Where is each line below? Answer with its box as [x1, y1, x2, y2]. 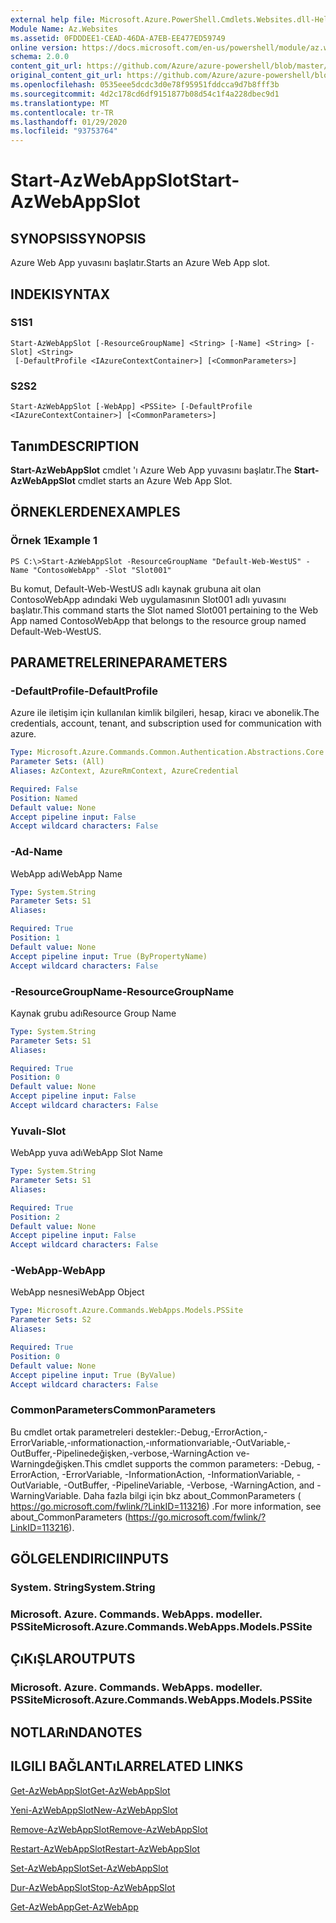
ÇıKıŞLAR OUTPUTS [10, 1651, 136, 1668]
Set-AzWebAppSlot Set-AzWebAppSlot [10, 1862, 169, 1874]
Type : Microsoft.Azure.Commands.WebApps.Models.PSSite [10, 1306, 244, 1316]
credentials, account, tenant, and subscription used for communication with [10, 717, 322, 730]
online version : [10, 42, 78, 53]
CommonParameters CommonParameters [10, 1403, 217, 1417]
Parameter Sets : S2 [10, 1315, 92, 1325]
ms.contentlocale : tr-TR [10, 107, 114, 118]
